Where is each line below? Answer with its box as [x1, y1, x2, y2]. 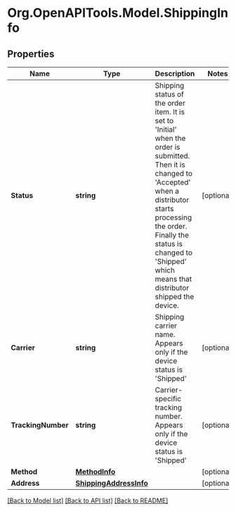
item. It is [155, 107, 185, 117]
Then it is [155, 160, 185, 170]
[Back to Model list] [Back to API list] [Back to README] [7, 496, 169, 505]
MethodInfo [75, 467, 116, 477]
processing [155, 213, 192, 222]
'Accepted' [155, 177, 191, 187]
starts [155, 204, 174, 213]
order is [155, 142, 181, 152]
